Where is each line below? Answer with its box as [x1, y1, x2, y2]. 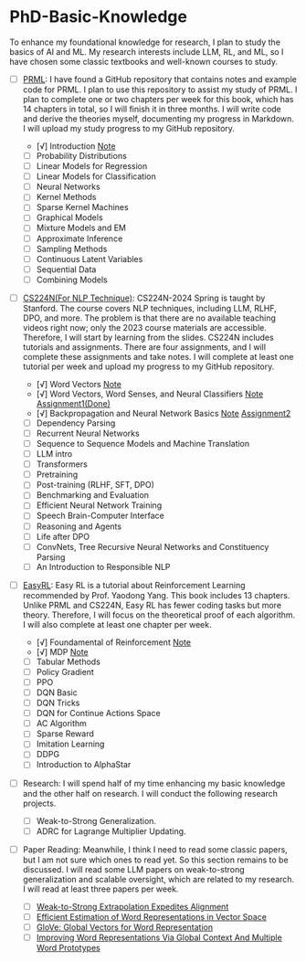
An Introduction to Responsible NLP [36, 561, 171, 572]
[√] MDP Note [36, 646, 89, 657]
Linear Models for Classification [36, 171, 157, 182]
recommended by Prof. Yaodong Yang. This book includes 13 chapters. [22, 589, 290, 600]
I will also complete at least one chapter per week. [22, 618, 212, 629]
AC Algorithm [36, 718, 87, 729]
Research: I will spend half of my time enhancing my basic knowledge [22, 777, 286, 788]
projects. [22, 798, 57, 809]
